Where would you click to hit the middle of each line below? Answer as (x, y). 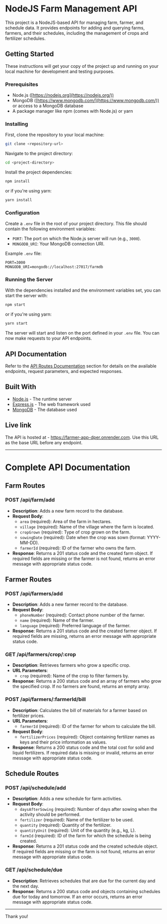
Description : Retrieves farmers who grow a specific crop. (71, 665)
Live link (18, 425)
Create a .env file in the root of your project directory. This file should (76, 224)
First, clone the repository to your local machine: (55, 135)
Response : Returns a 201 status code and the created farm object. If (83, 553)
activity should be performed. (50, 815)
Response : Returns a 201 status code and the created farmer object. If (85, 631)
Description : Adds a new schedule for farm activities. (67, 799)
